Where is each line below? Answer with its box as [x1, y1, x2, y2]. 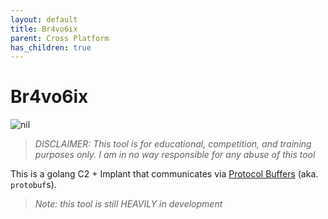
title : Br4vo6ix [10, 24, 78, 34]
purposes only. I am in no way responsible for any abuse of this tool [34, 149, 316, 161]
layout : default [10, 14, 78, 25]
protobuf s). [10, 179, 57, 191]
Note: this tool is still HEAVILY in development [34, 198, 223, 210]
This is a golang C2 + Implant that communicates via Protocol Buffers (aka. [10, 168, 319, 180]
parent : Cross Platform [10, 33, 110, 43]
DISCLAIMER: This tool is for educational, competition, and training [34, 138, 312, 150]
